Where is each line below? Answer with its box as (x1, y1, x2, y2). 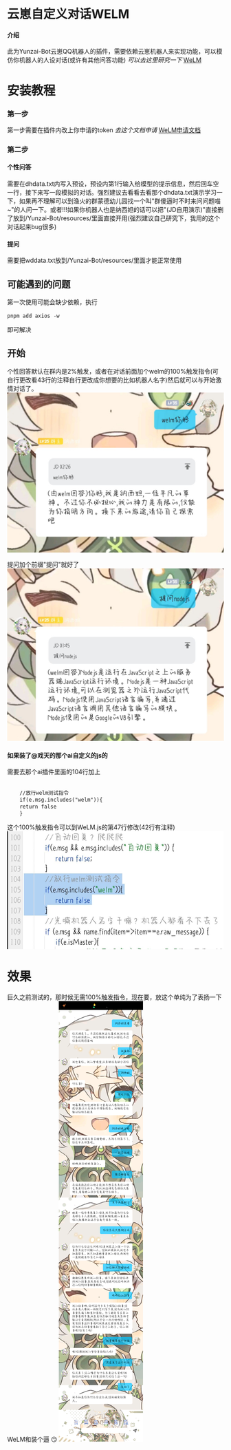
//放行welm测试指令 (19, 789, 69, 797)
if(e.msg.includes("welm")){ (19, 796, 103, 804)
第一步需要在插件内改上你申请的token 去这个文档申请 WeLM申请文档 (7, 125, 201, 134)
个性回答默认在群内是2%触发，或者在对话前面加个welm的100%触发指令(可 (7, 367, 219, 375)
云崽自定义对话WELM (7, 6, 129, 22)
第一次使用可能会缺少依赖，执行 (7, 298, 98, 306)
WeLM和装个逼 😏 (7, 1435, 58, 1443)
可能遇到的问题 (7, 278, 71, 290)
